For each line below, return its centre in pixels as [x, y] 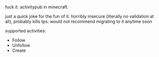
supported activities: [26, 31]
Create [19, 50]
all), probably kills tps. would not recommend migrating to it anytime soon [79, 21]
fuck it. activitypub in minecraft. [37, 7]
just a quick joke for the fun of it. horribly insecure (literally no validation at [79, 16]
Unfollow [21, 45]
